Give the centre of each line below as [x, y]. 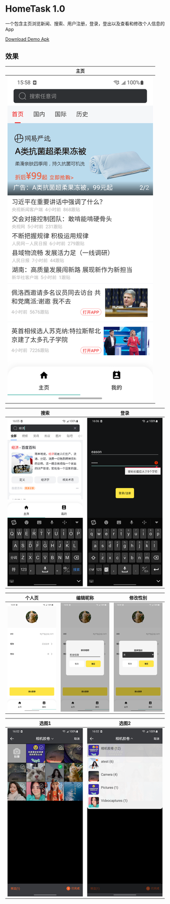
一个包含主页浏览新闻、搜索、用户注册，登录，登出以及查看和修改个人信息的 [85, 23]
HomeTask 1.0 [35, 9]
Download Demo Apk [27, 39]
